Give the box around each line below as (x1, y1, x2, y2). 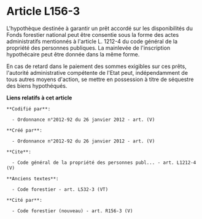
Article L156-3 (6, 4, 80, 18)
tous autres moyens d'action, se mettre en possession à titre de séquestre (6, 75, 194, 83)
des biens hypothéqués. (6, 82, 68, 90)
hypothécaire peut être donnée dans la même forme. (6, 50, 140, 58)
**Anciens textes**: (6, 175, 60, 182)
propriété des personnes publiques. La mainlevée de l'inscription (6, 44, 171, 52)
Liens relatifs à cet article (6, 94, 72, 101)
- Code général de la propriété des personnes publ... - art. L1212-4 (12, 159, 196, 166)
